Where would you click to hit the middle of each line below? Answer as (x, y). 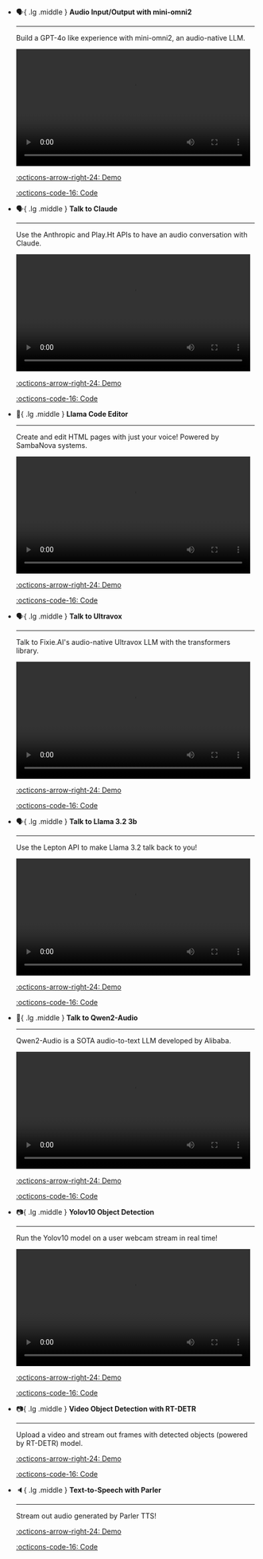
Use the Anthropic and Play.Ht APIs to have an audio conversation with (131, 235)
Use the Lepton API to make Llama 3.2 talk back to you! (106, 847)
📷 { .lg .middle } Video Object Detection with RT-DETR (106, 1409)
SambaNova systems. (51, 445)
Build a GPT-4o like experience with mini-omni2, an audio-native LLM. (130, 38)
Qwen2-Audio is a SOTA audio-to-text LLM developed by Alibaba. (124, 1041)
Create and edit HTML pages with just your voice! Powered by (118, 437)
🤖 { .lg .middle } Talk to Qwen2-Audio (77, 1018)
